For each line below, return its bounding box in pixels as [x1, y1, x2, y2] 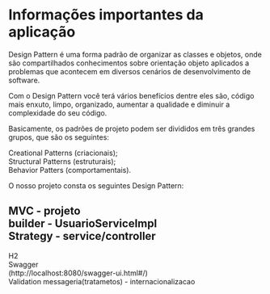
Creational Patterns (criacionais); [8, 148, 118, 157]
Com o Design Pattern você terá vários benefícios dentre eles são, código [8, 90, 255, 100]
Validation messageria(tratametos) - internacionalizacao [8, 276, 196, 286]
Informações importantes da [8, 6, 204, 24]
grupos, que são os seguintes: [8, 132, 109, 142]
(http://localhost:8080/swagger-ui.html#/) [8, 268, 148, 278]
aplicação [8, 23, 76, 41]
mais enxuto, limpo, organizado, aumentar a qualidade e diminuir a [8, 99, 230, 109]
